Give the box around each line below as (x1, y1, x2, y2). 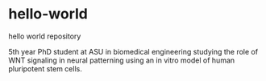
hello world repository (8, 31, 81, 41)
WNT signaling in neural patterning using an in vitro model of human (8, 55, 235, 65)
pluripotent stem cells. (8, 63, 82, 73)
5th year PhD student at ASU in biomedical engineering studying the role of (8, 47, 259, 56)
